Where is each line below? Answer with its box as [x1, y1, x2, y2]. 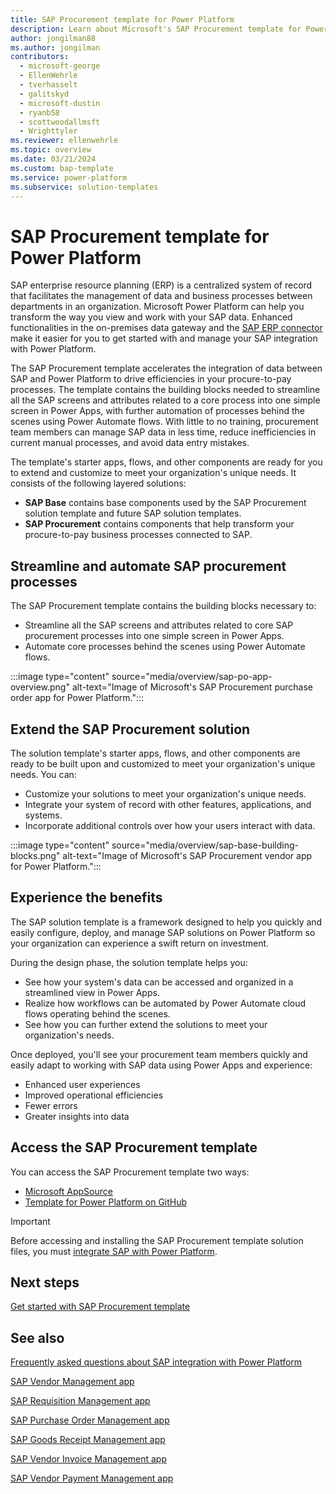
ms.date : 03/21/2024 [10, 154, 97, 164]
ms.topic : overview [10, 145, 92, 155]
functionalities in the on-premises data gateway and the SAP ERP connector [10, 322, 323, 334]
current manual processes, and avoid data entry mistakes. [10, 437, 250, 449]
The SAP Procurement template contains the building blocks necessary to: [10, 600, 317, 612]
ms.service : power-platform [10, 172, 128, 183]
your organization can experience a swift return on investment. [10, 937, 270, 949]
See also [10, 1329, 65, 1346]
